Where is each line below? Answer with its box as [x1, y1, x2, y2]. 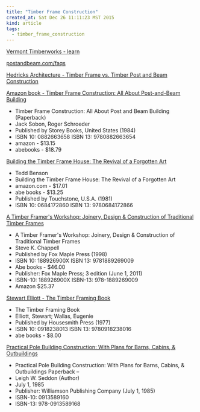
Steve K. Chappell [14, 244, 60, 251]
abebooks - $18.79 [14, 146, 62, 153]
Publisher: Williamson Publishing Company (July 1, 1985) [14, 387, 155, 394]
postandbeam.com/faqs [6, 60, 66, 67]
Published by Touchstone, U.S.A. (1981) [14, 195, 113, 202]
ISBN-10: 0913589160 [14, 394, 69, 401]
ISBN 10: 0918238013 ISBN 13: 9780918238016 [14, 326, 131, 333]
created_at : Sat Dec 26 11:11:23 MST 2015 [6, 14, 114, 21]
